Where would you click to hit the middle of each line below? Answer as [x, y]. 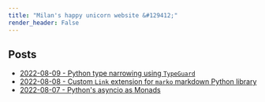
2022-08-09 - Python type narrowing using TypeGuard [107, 73]
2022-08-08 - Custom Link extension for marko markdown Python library [138, 82]
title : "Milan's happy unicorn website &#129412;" [93, 15]
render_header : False [44, 23]
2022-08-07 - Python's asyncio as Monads [90, 90]
